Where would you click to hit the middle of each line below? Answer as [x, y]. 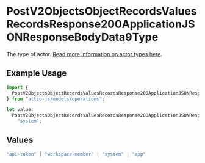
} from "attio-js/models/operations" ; [56, 99]
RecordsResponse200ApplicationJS [101, 24]
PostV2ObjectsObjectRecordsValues [102, 11]
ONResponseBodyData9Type [82, 37]
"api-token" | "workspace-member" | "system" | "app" [76, 154]
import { [17, 87]
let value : [20, 110]
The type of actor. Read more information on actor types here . [85, 54]
